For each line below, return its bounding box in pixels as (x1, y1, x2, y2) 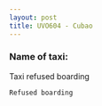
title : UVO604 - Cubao (9, 21, 93, 30)
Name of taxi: (9, 51, 68, 63)
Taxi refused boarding (9, 70, 90, 81)
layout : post (9, 12, 58, 22)
